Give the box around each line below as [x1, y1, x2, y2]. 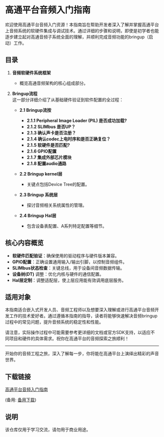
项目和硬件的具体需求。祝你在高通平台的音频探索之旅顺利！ [9, 335, 129, 341]
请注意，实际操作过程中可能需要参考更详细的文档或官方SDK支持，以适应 [5, 330, 151, 335]
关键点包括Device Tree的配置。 [26, 181, 90, 187]
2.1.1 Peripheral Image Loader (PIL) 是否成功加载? [26, 117, 127, 123]
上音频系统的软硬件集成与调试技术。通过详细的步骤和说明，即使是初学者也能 [5, 27, 159, 33]
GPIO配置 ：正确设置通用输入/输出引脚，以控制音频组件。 [12, 258, 127, 265]
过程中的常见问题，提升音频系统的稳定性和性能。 [5, 319, 103, 325]
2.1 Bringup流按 [19, 107, 52, 113]
